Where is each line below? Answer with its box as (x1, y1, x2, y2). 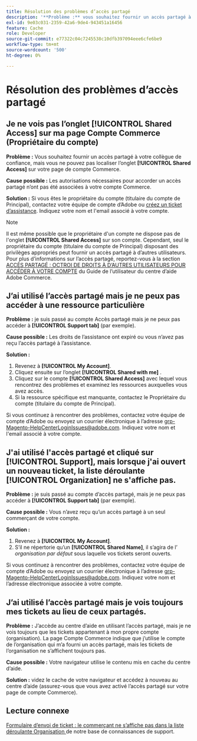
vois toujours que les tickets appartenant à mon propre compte (6, 628, 159, 635)
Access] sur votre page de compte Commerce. (6, 166, 121, 173)
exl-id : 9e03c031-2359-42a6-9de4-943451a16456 (6, 19, 123, 25)
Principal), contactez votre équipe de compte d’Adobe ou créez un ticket (6, 201, 182, 208)
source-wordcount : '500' (6, 47, 67, 53)
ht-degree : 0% (6, 52, 41, 58)
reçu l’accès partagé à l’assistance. (6, 340, 91, 347)
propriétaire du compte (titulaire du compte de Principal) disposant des (6, 242, 179, 249)
